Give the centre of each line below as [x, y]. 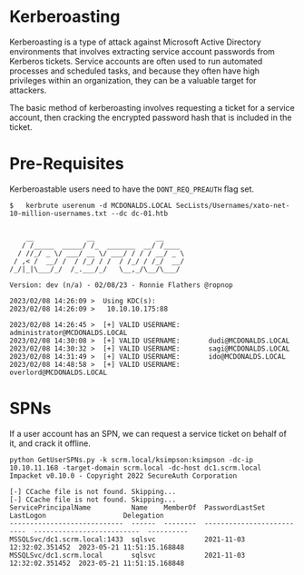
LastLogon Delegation [87, 515]
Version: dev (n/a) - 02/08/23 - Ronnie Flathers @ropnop [121, 285]
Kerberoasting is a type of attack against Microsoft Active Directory [135, 42]
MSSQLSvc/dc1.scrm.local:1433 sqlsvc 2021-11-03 [127, 539]
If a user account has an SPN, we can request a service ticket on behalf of [148, 433]
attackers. [28, 90]
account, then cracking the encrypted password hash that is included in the [151, 117]
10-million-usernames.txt [58, 213]
